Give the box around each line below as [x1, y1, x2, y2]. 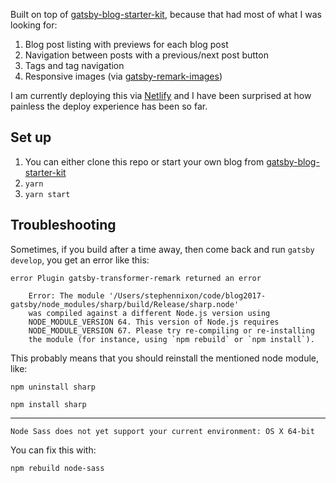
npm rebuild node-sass [10, 463, 105, 473]
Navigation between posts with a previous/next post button [24, 49, 269, 61]
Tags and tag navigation [24, 60, 125, 71]
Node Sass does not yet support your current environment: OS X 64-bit [10, 426, 315, 436]
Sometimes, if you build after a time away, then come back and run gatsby [10, 243, 315, 255]
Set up [10, 129, 52, 146]
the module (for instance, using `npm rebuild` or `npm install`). [28, 334, 315, 344]
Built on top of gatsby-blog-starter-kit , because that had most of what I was [10, 9, 322, 20]
